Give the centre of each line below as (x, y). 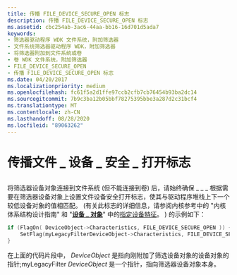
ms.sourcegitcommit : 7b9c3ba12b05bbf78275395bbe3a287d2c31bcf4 (102, 99)
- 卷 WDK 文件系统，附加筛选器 (47, 60)
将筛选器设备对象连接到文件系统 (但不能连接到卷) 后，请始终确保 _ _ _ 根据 (115, 188)
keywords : (22, 33)
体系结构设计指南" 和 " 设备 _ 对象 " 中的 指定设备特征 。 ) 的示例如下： (107, 214)
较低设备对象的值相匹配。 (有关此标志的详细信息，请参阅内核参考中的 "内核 (117, 206)
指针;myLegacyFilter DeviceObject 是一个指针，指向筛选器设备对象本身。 (114, 264)
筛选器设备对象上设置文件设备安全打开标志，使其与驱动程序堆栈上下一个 (124, 197)
